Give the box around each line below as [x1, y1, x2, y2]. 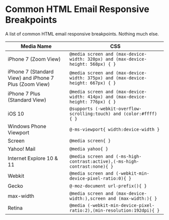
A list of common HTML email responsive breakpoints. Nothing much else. [5, 31, 159, 37]
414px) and [87, 94, 114, 99]
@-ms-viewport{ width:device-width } [69, 127, 160, 132]
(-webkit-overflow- [95, 105, 142, 112]
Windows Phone [8, 123, 47, 130]
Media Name [21, 43, 52, 50]
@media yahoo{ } [69, 146, 109, 152]
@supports [69, 105, 93, 112]
